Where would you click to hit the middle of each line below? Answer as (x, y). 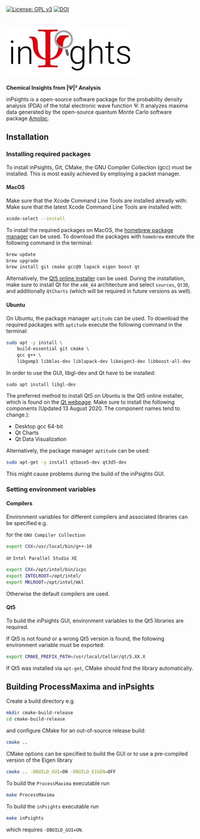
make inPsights (25, 818)
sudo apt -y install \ (34, 343)
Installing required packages (49, 154)
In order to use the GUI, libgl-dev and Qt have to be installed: (81, 373)
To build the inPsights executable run (53, 806)
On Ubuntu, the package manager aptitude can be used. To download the (97, 318)
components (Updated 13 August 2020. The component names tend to (93, 408)
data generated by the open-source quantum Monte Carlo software (89, 112)
